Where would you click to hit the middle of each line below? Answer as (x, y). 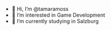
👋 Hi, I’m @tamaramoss (40, 9)
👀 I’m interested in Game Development (58, 15)
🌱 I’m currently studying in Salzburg (55, 21)
